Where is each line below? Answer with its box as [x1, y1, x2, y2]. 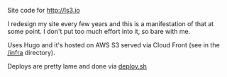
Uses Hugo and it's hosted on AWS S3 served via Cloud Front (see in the [7, 41, 220, 49]
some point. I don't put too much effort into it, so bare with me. [7, 28, 191, 35]
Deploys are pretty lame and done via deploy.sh [7, 62, 147, 70]
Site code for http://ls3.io [7, 6, 80, 14]
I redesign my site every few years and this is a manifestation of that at [7, 20, 214, 28]
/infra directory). [7, 49, 55, 57]
